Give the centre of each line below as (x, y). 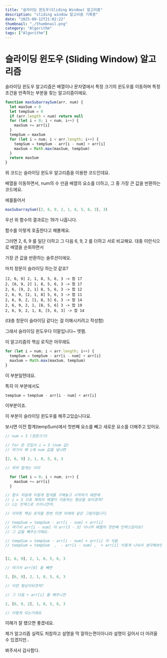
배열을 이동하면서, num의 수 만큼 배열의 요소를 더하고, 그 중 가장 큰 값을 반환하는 (83, 183)
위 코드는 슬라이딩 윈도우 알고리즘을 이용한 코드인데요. (58, 173)
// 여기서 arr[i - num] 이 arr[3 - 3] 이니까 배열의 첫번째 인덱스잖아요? (74, 527)
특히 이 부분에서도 (22, 386)
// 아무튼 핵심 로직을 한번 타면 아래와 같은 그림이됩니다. (57, 514)
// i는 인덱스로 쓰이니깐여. (30, 505)
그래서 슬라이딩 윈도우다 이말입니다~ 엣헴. (46, 331)
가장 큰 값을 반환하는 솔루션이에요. (38, 258)
